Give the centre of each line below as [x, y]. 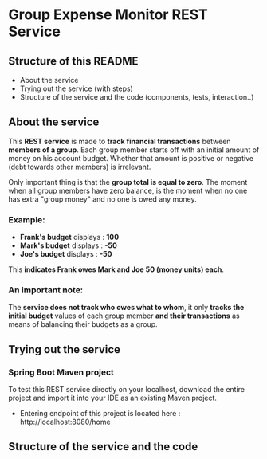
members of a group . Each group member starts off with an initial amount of [134, 150]
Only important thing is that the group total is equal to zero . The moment [128, 182]
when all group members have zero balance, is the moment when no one [128, 190]
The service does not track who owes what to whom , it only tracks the [126, 308]
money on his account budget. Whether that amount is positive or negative [131, 158]
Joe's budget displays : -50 [66, 254]
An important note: [46, 290]
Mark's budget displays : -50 [69, 245]
